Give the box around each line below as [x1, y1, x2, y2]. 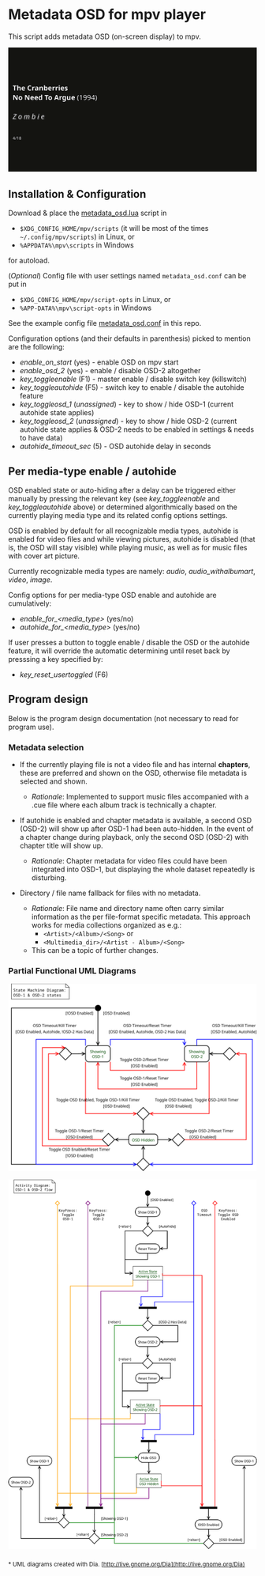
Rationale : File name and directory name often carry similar [31, 904, 225, 913]
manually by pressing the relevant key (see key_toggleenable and [8, 494, 221, 504]
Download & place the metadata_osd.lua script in [8, 208, 167, 218]
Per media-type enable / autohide [8, 464, 177, 478]
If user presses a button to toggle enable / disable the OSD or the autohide [8, 638, 250, 648]
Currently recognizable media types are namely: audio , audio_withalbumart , [8, 567, 256, 576]
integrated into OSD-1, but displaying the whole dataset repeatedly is [31, 864, 256, 875]
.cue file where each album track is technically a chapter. [31, 800, 217, 810]
